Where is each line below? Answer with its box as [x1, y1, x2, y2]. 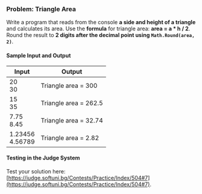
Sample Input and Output [6, 52, 71, 59]
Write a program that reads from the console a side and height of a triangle [6, 19, 196, 26]
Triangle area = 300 [40, 81, 98, 90]
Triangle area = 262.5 [40, 99, 103, 107]
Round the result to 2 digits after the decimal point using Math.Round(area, [6, 32, 195, 39]
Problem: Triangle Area [6, 5, 76, 13]
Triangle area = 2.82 [40, 133, 99, 142]
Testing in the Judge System [6, 154, 80, 162]
